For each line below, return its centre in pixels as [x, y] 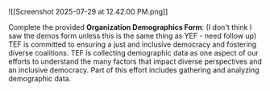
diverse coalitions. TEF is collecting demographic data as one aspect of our [134, 53]
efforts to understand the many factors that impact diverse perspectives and [135, 61]
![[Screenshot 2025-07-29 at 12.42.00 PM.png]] [88, 12]
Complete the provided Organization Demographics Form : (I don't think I [130, 27]
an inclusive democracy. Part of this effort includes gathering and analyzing [134, 70]
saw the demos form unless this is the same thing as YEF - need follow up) [132, 36]
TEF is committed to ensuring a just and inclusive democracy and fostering [133, 44]
